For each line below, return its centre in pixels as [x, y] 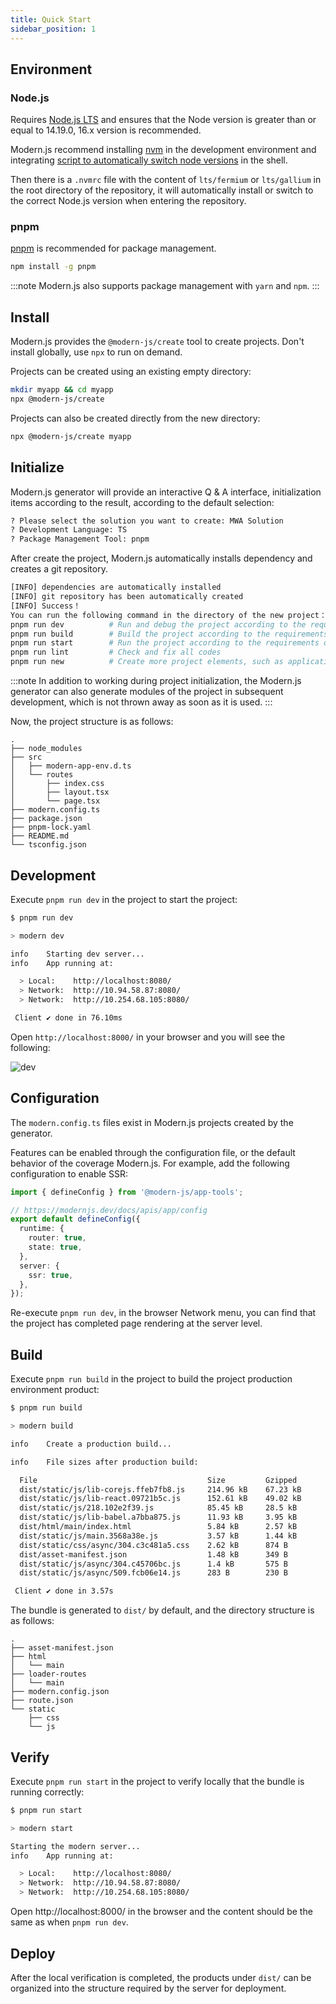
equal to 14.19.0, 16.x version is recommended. [106, 130]
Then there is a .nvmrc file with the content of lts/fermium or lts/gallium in [166, 180]
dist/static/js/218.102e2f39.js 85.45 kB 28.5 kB [158, 1508]
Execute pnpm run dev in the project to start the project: [124, 899]
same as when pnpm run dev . [69, 1922]
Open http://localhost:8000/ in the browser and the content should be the [161, 1912]
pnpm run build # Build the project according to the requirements [169, 634]
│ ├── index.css [57, 784]
